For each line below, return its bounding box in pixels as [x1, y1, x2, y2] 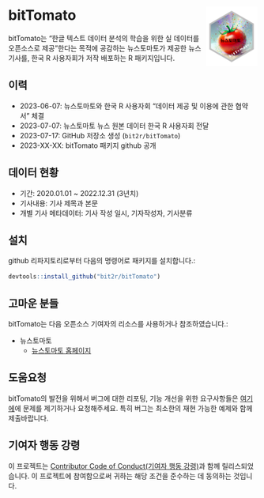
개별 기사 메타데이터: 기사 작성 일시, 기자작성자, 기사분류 [19, 208, 193, 217]
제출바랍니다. [8, 413, 49, 423]
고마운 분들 [8, 296, 59, 310]
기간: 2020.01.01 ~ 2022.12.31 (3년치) [19, 188, 139, 198]
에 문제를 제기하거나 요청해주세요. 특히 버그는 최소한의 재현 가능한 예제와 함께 [14, 403, 253, 413]
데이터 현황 [8, 166, 59, 179]
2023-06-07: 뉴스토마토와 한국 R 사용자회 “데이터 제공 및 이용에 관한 [19, 101, 234, 111]
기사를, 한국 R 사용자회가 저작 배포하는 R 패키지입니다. [8, 53, 175, 62]
